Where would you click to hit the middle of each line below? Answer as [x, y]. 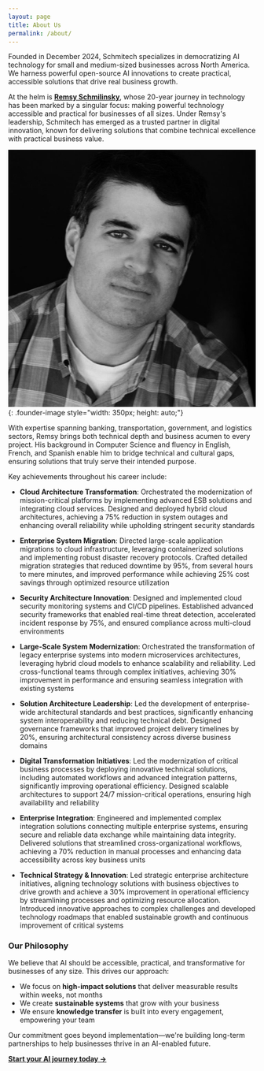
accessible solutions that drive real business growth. [93, 82]
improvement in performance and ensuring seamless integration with [131, 680]
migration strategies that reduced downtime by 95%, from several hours [136, 565]
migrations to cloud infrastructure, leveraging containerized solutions [131, 549]
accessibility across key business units [82, 860]
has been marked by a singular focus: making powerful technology [116, 106]
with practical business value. [56, 139]
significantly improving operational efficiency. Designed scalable [124, 786]
